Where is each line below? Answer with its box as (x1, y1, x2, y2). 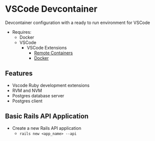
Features (5, 70, 33, 78)
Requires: (12, 29, 32, 35)
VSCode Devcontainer (5, 3, 98, 15)
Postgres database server (12, 93, 65, 98)
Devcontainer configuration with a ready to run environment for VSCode (5, 20, 150, 25)
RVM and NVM (12, 87, 43, 94)
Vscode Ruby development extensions (12, 82, 89, 88)
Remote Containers (34, 50, 73, 56)
